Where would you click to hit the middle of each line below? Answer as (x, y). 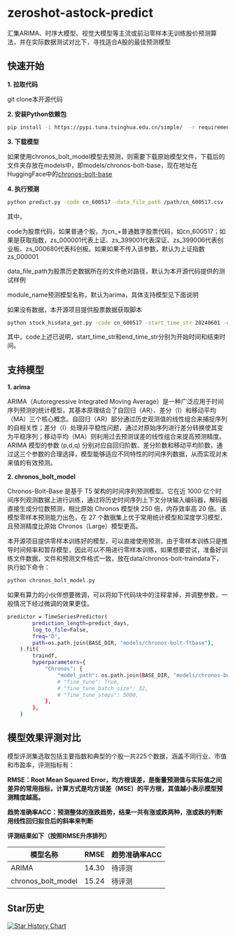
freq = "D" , (47, 636)
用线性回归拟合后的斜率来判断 (50, 821)
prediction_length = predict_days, (81, 623)
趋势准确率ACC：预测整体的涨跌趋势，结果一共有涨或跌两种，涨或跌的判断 (115, 812)
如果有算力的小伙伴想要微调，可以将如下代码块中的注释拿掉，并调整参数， (114, 595)
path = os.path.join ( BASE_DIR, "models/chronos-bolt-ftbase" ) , (123, 643)
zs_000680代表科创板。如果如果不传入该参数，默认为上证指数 (115, 248)
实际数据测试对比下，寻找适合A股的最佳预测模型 (101, 42)
